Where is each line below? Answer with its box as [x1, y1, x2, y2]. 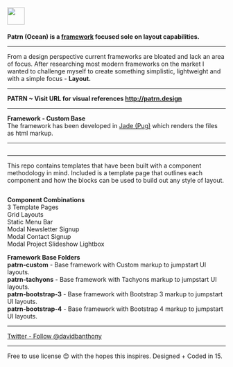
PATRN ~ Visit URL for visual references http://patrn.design [7, 94, 182, 102]
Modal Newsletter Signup [7, 225, 80, 233]
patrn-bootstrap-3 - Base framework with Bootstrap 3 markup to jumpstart [7, 289, 223, 298]
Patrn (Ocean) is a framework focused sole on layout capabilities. [7, 32, 200, 41]
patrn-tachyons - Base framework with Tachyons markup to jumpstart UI [7, 275, 217, 283]
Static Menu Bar [7, 217, 53, 226]
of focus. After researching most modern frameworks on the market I [7, 60, 205, 68]
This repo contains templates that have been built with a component [7, 161, 202, 170]
